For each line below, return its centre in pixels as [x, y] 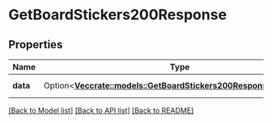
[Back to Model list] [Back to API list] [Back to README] [101, 111]
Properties [36, 45]
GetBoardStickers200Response [118, 15]
